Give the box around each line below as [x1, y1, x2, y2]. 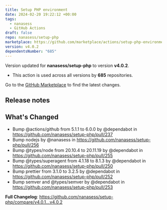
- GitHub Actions [9, 26, 46, 31]
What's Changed [5, 113, 59, 122]
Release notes [5, 96, 50, 104]
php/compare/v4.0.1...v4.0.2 [5, 199, 63, 205]
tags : [5, 16, 16, 21]
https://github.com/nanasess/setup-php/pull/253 [12, 184, 113, 190]
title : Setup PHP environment [5, 7, 68, 12]
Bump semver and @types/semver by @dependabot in [12, 179, 125, 185]
